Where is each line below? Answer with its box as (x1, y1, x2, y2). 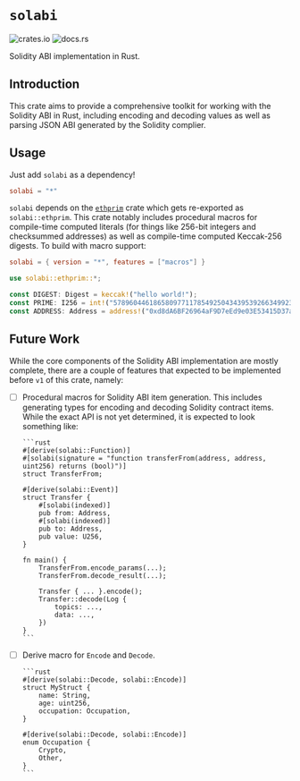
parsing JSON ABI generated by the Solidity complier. (9, 119, 206, 130)
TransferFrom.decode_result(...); (38, 571, 167, 580)
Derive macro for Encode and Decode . (21, 649, 155, 660)
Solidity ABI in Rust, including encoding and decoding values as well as (9, 110, 271, 121)
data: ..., (54, 610, 96, 619)
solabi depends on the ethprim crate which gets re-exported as (9, 202, 244, 213)
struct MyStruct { (21, 683, 91, 692)
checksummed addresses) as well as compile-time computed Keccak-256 (9, 231, 283, 242)
